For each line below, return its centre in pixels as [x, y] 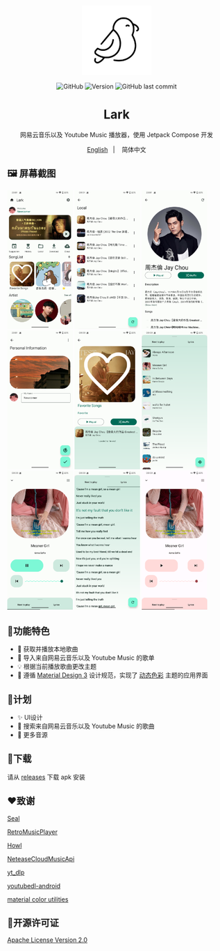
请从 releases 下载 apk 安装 [46, 777]
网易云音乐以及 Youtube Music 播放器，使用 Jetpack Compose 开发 [117, 134]
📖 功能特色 [28, 631]
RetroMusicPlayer [32, 832]
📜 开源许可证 [33, 923]
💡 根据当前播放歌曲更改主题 [57, 667]
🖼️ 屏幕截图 [32, 174]
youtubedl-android [34, 886]
